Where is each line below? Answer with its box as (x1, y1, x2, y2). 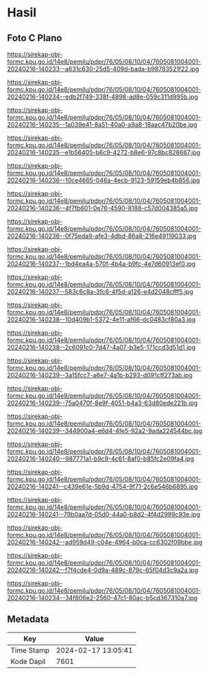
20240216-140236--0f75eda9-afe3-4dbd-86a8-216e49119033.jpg (7, 232, 197, 240)
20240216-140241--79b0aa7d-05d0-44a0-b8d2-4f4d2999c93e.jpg (7, 511, 201, 518)
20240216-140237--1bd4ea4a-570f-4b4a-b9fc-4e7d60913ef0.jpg (7, 260, 196, 268)
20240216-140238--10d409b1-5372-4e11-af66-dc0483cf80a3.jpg (7, 315, 196, 323)
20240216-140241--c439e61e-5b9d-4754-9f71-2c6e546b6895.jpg (7, 482, 198, 491)
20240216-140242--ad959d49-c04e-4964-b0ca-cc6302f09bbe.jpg (7, 538, 203, 546)
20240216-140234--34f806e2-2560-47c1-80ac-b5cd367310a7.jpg (7, 594, 197, 602)
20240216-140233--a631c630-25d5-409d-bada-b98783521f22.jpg (7, 65, 199, 73)
